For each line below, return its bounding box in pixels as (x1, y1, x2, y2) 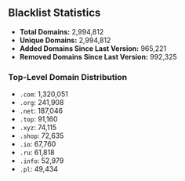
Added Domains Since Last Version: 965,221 (19, 43, 167, 53)
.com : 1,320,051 (19, 89, 68, 99)
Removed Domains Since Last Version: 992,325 (19, 52, 178, 61)
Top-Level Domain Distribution (8, 71, 128, 82)
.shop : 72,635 (19, 131, 64, 140)
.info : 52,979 (19, 156, 64, 165)
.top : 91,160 (19, 114, 58, 124)
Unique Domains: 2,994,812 (19, 35, 111, 45)
